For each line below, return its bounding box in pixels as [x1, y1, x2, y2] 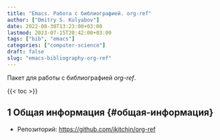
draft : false [7, 49, 45, 56]
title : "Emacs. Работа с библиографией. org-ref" [7, 10, 152, 17]
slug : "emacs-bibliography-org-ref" [7, 55, 112, 62]
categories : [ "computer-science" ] [7, 42, 106, 49]
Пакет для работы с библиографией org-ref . [7, 73, 136, 82]
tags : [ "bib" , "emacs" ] [7, 36, 75, 43]
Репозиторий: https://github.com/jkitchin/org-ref [16, 125, 156, 133]
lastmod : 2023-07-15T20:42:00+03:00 [7, 29, 112, 36]
